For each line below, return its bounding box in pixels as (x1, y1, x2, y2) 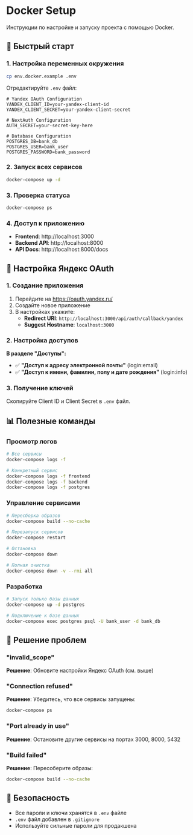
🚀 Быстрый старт (6, 41, 74, 52)
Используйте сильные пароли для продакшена (14, 822, 137, 829)
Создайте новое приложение (14, 301, 90, 309)
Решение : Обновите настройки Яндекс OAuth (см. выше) (6, 667, 154, 674)
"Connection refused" (6, 682, 74, 691)
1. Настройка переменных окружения (6, 59, 124, 68)
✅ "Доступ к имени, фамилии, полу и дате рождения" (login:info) (14, 368, 188, 376)
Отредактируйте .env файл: (6, 84, 77, 91)
